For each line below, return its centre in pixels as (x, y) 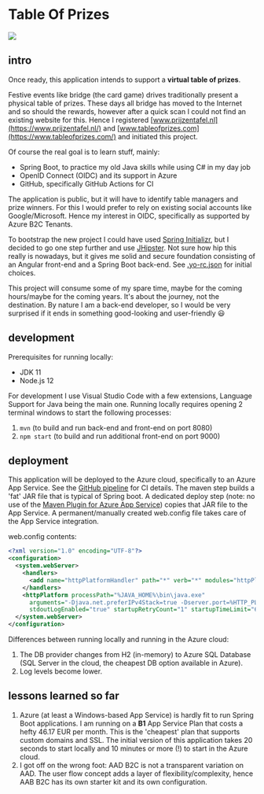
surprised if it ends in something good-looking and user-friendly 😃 (117, 313)
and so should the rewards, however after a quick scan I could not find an (127, 111)
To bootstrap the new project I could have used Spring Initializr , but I (119, 239)
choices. (22, 272)
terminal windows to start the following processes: (90, 412)
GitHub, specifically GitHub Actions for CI (86, 183)
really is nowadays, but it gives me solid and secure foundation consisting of (132, 256)
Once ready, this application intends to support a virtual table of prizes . (125, 79)
